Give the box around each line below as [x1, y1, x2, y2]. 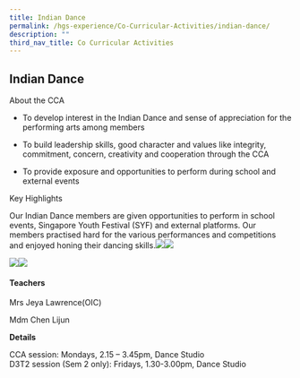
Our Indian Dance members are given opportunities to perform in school [9, 210, 276, 221]
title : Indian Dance [9, 13, 87, 22]
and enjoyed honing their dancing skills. [9, 240, 157, 251]
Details [9, 332, 37, 343]
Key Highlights [9, 193, 63, 204]
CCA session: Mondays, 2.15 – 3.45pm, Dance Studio [9, 349, 205, 360]
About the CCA [9, 95, 65, 106]
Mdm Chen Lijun [9, 314, 70, 325]
